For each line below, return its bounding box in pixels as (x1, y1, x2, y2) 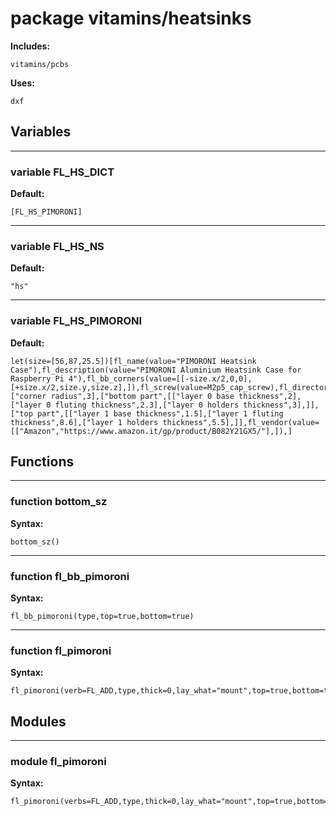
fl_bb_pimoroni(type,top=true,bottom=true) (10, 612, 195, 622)
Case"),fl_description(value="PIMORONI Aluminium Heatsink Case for (10, 365, 302, 375)
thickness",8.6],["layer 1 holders (10, 417, 159, 427)
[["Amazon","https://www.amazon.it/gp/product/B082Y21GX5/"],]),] (10, 426, 293, 436)
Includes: (10, 40, 51, 52)
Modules (10, 713, 67, 730)
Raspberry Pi (10, 373, 65, 384)
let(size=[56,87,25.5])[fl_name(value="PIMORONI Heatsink (10, 356, 257, 366)
